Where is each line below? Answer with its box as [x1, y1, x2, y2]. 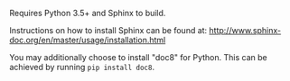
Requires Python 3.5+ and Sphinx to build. [9, 8, 166, 18]
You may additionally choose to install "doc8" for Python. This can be [9, 52, 268, 62]
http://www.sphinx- [209, 25, 282, 35]
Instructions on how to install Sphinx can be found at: [9, 25, 208, 35]
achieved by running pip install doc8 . [9, 62, 155, 72]
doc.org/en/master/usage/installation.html [9, 35, 166, 45]
